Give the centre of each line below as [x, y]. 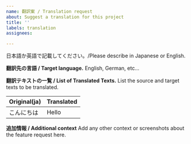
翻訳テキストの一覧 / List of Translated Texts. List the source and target [93, 81]
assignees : [19, 33]
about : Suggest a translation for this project [65, 17]
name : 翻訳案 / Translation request [49, 11]
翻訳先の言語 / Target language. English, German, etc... [73, 68]
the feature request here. [36, 135]
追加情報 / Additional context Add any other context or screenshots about [95, 128]
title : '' [18, 22]
